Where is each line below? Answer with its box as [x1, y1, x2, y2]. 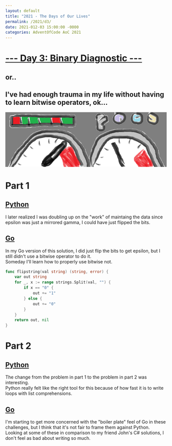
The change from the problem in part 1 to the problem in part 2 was [5, 374, 147, 381]
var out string [14, 274, 47, 280]
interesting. [5, 380, 29, 386]
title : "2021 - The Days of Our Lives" [5, 13, 91, 19]
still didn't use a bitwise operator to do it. [5, 253, 92, 259]
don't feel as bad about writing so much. [5, 435, 91, 441]
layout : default [5, 8, 40, 13]
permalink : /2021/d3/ [5, 19, 52, 24]
